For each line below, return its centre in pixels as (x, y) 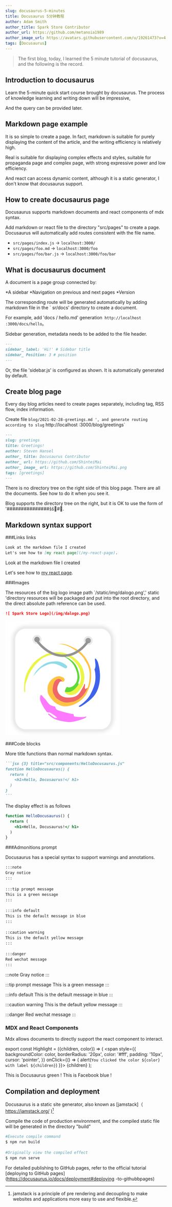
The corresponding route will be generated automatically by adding (76, 302)
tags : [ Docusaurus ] (26, 44)
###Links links (21, 538)
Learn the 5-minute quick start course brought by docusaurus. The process (85, 92)
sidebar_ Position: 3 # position (41, 355)
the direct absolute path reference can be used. (56, 603)
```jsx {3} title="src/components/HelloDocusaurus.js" (65, 763)
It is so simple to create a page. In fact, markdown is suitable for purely (80, 137)
